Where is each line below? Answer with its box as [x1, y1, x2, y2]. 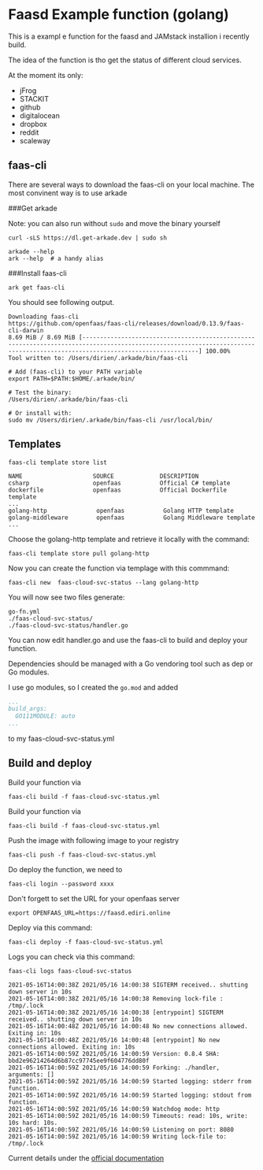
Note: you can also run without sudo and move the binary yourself [8, 218, 220, 228]
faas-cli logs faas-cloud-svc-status [8, 967, 132, 975]
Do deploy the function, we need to [8, 864, 123, 874]
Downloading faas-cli [8, 313, 80, 321]
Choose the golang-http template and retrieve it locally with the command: [8, 534, 250, 544]
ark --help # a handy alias [8, 254, 104, 262]
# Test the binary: [8, 388, 72, 396]
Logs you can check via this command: [8, 952, 135, 961]
